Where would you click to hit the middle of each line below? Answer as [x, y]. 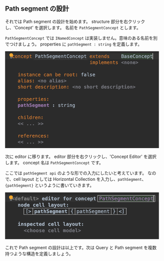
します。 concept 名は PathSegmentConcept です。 [54, 162]
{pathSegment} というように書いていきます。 [50, 185]
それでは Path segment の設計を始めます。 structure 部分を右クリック [75, 22]
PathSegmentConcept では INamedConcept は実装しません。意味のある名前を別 [81, 38]
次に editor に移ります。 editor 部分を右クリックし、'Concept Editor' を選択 [81, 156]
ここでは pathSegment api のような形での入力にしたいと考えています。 [76, 173]
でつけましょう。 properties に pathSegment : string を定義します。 [74, 44]
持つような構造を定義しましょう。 [39, 254]
